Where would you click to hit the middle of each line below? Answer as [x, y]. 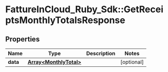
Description [101, 53]
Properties [23, 39]
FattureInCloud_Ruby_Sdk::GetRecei [85, 9]
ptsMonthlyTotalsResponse [65, 20]
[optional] [132, 62]
